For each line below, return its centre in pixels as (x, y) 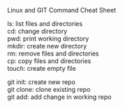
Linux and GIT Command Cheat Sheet (62, 10)
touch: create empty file (42, 68)
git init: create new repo (41, 82)
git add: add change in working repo (59, 97)
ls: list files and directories (45, 23)
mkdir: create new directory (47, 46)
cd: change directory (37, 31)
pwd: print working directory (48, 39)
